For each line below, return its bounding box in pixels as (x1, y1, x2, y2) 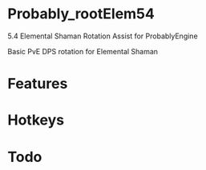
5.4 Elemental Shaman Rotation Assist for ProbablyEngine (7, 31, 198, 41)
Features (7, 75, 68, 93)
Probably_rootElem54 (7, 5, 156, 23)
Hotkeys (7, 111, 65, 129)
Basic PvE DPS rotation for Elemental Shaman (7, 46, 158, 56)
